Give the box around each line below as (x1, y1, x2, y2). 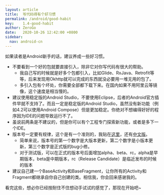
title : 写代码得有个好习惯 (5, 12, 56, 17)
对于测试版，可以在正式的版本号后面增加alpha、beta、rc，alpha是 (19, 149, 154, 155)
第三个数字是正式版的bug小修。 (28, 143, 92, 149)
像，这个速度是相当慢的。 (19, 88, 72, 94)
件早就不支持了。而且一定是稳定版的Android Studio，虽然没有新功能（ (12, 100, 155, 106)
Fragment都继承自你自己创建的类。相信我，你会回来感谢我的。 (12, 174, 139, 180)
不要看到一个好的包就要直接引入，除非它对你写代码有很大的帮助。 (12, 63, 146, 69)
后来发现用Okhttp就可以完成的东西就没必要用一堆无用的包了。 (28, 76, 154, 82)
